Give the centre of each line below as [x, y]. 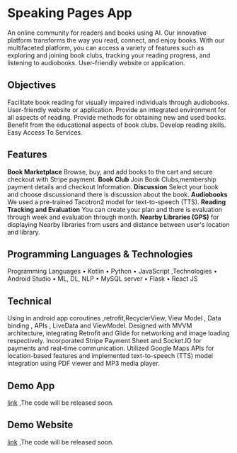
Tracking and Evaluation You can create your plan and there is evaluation [115, 209]
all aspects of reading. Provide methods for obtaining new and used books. [117, 117]
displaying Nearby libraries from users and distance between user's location [118, 224]
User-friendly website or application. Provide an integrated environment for [117, 110]
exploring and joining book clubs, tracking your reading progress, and [109, 55]
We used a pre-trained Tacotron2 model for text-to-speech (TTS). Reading [117, 202]
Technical [29, 301]
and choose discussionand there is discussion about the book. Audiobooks [117, 194]
